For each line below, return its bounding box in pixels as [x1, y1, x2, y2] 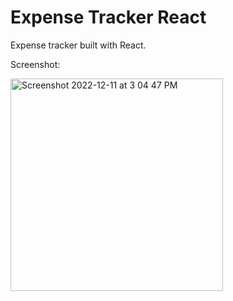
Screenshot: [10, 58, 61, 70]
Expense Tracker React [10, 6, 207, 29]
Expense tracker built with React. [10, 39, 147, 51]
